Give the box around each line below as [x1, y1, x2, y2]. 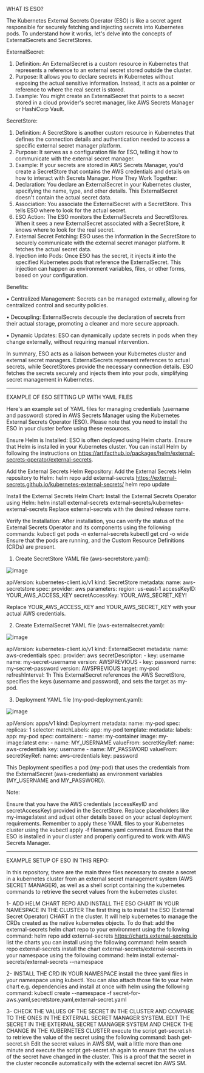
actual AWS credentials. [6, 610, 66, 617]
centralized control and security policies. [6, 302, 108, 308]
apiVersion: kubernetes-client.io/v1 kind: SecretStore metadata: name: [6, 579, 182, 586]
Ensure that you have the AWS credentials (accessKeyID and [6, 800, 158, 807]
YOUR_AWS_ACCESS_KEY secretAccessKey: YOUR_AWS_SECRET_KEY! [6, 591, 187, 599]
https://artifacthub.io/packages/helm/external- [78, 449, 195, 457]
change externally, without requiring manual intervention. [6, 338, 149, 345]
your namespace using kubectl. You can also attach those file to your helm [6, 977, 193, 983]
